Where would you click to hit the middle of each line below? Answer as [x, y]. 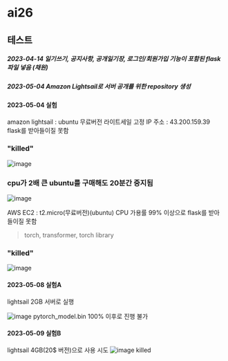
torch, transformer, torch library [69, 235]
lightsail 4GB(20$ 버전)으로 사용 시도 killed [79, 350]
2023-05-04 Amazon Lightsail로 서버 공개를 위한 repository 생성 [99, 86]
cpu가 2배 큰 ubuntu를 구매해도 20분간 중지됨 [80, 183]
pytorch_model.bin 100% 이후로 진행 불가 [91, 316]
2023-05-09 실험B [34, 333]
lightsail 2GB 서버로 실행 [41, 302]
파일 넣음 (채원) [28, 68]
